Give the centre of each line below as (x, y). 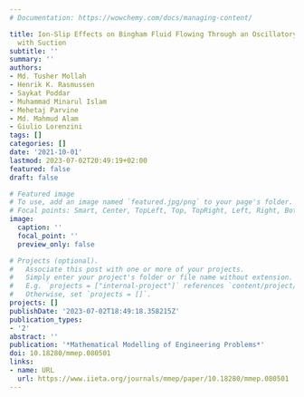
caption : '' (40, 228)
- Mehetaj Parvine (44, 110)
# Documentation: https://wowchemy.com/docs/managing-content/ (131, 18)
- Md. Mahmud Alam (44, 119)
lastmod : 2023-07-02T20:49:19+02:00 (78, 160)
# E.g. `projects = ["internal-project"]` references (117, 286)
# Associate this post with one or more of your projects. (127, 269)
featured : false (40, 169)
